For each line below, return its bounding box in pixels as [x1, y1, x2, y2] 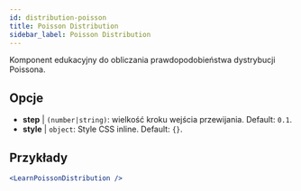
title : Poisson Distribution [9, 22, 119, 31]
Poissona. [9, 64, 46, 75]
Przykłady [9, 150, 68, 165]
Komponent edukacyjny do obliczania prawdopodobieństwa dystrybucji [9, 55, 276, 66]
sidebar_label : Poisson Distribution [9, 30, 151, 39]
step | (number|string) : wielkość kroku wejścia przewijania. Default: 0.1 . [22, 114, 293, 125]
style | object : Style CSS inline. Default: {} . [22, 123, 183, 135]
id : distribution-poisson [9, 13, 106, 23]
